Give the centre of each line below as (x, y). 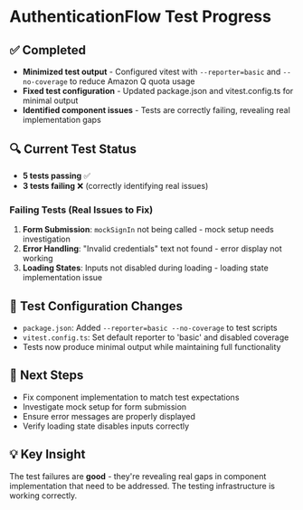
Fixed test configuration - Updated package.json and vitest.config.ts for (158, 91)
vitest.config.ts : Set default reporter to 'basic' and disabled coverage (156, 337)
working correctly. (43, 496)
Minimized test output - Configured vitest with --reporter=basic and (151, 71)
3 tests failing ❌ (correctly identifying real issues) (115, 185)
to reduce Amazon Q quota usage (132, 81)
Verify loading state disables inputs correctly (106, 426)
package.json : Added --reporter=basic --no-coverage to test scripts (150, 327)
